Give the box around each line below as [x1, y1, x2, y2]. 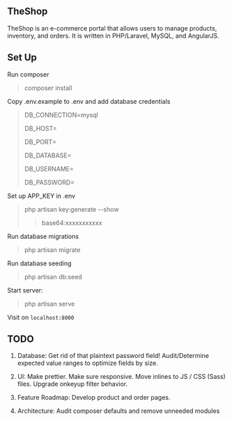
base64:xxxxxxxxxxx [41, 219, 102, 227]
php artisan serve [24, 299, 75, 308]
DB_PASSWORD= [24, 178, 75, 187]
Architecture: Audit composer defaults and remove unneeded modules [17, 407, 220, 415]
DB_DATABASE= [24, 151, 72, 159]
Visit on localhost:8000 [7, 313, 75, 321]
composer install [24, 84, 72, 92]
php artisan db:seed [24, 272, 82, 281]
